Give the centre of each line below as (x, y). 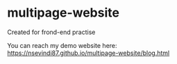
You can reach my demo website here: (62, 45)
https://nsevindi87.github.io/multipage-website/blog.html (88, 53)
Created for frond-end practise (51, 32)
